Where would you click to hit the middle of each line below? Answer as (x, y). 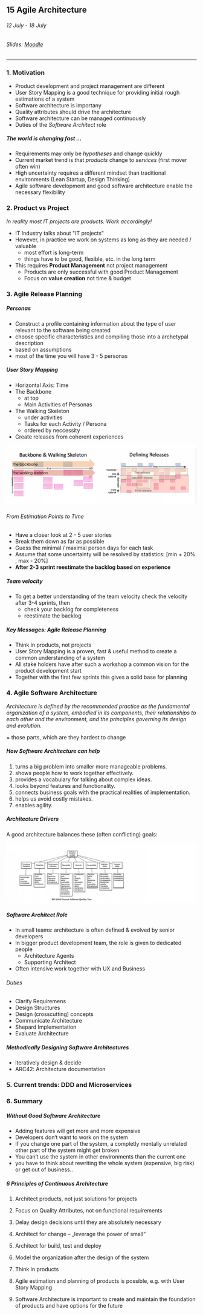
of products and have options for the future (69, 1306)
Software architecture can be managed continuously (80, 118)
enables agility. (34, 805)
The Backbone (33, 391)
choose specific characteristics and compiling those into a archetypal (101, 337)
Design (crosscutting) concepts (54, 1014)
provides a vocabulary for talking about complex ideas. (83, 779)
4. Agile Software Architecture (52, 693)
